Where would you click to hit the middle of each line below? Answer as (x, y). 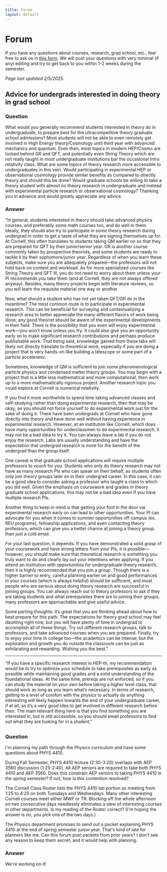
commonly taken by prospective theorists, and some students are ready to (81, 252)
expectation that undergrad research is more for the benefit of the (73, 446)
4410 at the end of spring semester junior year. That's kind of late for (76, 830)
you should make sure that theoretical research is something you (91, 554)
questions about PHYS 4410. (34, 753)
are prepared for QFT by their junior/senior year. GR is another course (76, 247)
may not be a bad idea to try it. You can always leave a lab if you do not (78, 435)
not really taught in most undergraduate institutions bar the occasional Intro (83, 159)
